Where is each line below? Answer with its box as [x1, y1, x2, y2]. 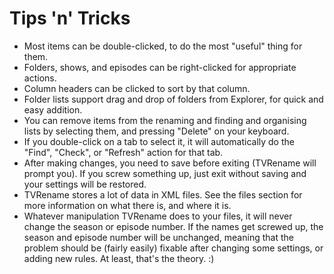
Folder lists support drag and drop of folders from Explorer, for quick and [23, 93, 324, 105]
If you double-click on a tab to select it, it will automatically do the [23, 135, 295, 147]
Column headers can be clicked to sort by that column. [23, 82, 251, 94]
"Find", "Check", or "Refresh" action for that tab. [23, 146, 224, 158]
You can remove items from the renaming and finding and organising [23, 114, 307, 126]
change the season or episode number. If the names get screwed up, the [23, 220, 324, 232]
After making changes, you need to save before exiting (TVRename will [23, 157, 317, 169]
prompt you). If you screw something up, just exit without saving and [23, 167, 307, 179]
